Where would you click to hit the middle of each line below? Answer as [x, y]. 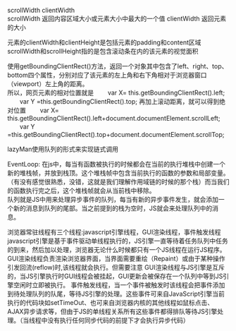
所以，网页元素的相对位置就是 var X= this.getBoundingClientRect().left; [116, 92]
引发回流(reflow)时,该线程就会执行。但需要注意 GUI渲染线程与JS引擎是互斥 [116, 267]
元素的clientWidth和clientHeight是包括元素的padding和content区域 [104, 42]
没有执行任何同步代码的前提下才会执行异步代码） [118, 320]
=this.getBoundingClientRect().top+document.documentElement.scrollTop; [116, 134]
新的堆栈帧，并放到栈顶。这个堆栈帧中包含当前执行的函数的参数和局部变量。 [118, 173]
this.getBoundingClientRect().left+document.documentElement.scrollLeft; [114, 118]
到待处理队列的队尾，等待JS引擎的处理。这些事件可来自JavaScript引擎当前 [116, 294]
